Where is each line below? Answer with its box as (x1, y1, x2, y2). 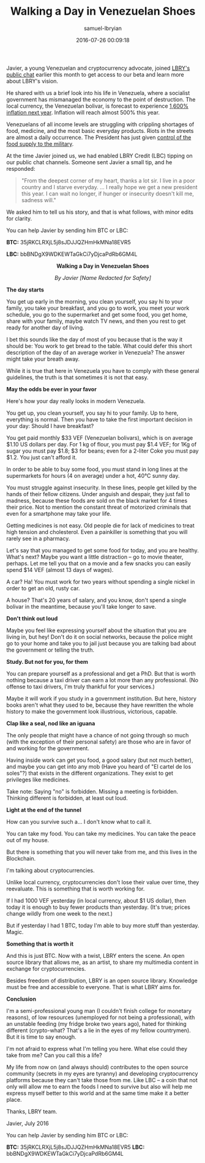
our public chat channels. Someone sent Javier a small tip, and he (6, 158, 173, 166)
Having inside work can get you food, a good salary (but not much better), (6, 756, 193, 764)
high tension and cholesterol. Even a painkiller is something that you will (6, 528, 188, 535)
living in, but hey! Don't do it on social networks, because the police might (6, 633, 193, 641)
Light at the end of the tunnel (6, 806, 81, 813)
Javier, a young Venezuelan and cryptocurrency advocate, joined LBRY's (6, 64, 190, 72)
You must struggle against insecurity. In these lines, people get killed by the (6, 484, 197, 491)
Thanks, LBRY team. (6, 1107, 58, 1115)
